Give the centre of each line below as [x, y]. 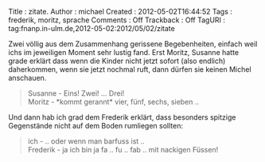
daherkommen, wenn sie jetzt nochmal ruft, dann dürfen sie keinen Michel [130, 69]
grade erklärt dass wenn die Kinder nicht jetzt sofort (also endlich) [117, 61]
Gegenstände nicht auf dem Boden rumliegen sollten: [96, 126]
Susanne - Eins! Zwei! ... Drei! [76, 93]
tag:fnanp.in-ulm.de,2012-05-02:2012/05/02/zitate [92, 28]
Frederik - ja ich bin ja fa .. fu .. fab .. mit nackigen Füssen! [123, 150]
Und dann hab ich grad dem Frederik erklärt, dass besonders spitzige [122, 117]
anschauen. [27, 78]
